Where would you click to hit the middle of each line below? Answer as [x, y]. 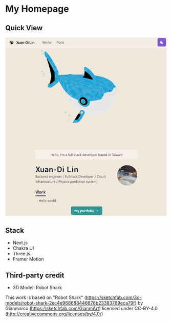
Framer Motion [28, 259]
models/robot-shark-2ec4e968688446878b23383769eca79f [70, 303]
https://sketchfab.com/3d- [114, 297]
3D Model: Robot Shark [37, 287]
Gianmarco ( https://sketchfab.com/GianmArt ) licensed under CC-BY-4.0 [81, 308]
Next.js [20, 243]
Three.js [21, 254]
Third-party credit [35, 275]
